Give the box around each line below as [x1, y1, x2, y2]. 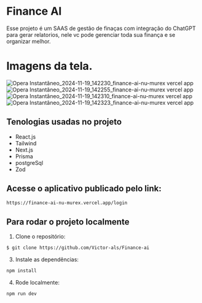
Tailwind [15, 139, 37, 147]
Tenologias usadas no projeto [6, 117, 122, 127]
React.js [15, 133, 36, 140]
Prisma [15, 152, 34, 160]
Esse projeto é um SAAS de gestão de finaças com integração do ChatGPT [6, 25, 196, 32]
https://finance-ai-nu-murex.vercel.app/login [6, 199, 128, 206]
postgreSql [15, 159, 44, 166]
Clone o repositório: [15, 233, 66, 240]
